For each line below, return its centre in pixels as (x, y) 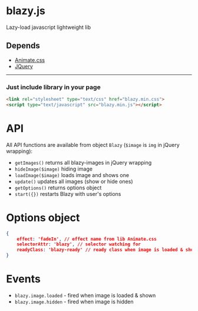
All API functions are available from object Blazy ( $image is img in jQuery (93, 145)
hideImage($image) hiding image (54, 169)
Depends (23, 46)
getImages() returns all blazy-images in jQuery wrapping (83, 162)
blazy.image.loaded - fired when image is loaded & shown (85, 295)
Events (24, 279)
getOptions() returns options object (58, 188)
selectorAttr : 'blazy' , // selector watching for (79, 244)
